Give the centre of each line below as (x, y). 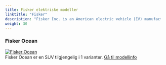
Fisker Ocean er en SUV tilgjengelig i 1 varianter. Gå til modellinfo (71, 57)
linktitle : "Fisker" (26, 14)
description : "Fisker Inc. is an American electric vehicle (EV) (74, 19)
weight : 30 (16, 24)
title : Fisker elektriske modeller (42, 10)
